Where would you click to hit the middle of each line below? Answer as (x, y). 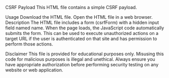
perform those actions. (29, 44)
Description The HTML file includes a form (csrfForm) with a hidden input (82, 23)
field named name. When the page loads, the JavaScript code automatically (85, 28)
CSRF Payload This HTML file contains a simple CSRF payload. (71, 7)
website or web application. (34, 70)
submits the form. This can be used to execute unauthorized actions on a (82, 33)
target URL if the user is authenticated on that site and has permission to (81, 38)
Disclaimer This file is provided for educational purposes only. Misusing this (84, 54)
